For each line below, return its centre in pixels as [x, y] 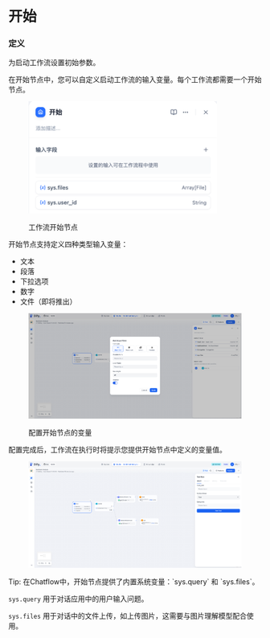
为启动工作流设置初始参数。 [54, 63]
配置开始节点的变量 [60, 433]
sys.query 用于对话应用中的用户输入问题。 [78, 599]
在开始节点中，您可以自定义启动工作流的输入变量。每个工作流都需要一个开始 [135, 80]
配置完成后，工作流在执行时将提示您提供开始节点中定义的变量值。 [117, 450]
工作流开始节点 [53, 227]
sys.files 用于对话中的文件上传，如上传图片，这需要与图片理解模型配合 [128, 616]
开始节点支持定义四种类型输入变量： [68, 244]
